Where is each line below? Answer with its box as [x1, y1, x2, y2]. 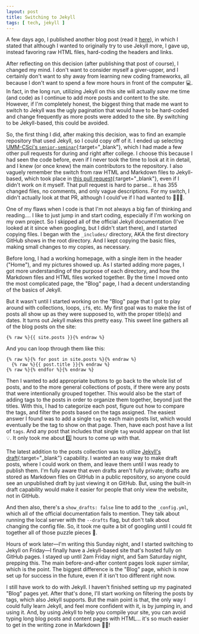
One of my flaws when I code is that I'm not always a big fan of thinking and [6, 205, 192, 213]
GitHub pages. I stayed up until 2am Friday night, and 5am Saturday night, [6, 553, 187, 560]
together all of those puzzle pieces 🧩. [6, 529, 98, 536]
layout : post [6, 8, 39, 15]
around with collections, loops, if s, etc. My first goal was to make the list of [6, 304, 192, 312]
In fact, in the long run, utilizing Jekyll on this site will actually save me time [6, 88, 190, 95]
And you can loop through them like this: [6, 345, 106, 352]
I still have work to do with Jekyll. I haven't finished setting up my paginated [6, 584, 192, 591]
